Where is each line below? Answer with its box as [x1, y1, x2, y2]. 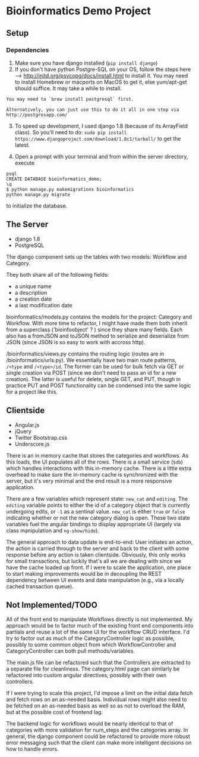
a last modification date [14, 301, 72, 308]
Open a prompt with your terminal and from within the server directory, [14, 153, 188, 160]
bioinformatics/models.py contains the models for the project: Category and [6, 313, 192, 320]
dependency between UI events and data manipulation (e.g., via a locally [6, 576, 184, 583]
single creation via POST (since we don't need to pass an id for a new [6, 369, 176, 376]
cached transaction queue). [6, 583, 74, 590]
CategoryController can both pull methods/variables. [6, 647, 135, 654]
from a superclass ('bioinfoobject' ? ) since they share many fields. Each [6, 326, 183, 333]
